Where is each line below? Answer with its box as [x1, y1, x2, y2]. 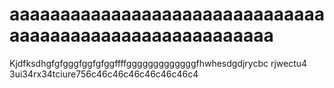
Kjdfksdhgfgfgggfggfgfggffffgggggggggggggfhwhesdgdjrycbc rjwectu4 [9, 57, 308, 69]
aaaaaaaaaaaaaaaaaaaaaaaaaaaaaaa [9, 3, 325, 26]
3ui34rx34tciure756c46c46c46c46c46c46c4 [9, 68, 199, 80]
